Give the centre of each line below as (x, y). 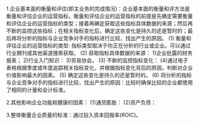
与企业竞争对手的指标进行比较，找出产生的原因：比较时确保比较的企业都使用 (99, 82)
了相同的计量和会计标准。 (37, 90)
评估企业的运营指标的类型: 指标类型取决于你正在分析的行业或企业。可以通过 (98, 45)
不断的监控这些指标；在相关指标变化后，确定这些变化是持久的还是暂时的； (97, 31)
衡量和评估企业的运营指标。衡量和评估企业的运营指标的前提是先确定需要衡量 (99, 16)
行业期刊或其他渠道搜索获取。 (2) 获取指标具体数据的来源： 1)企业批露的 (94, 53)
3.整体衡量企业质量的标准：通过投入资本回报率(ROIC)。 (74, 115)
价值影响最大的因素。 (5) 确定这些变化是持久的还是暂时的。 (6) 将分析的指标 (99, 75)
